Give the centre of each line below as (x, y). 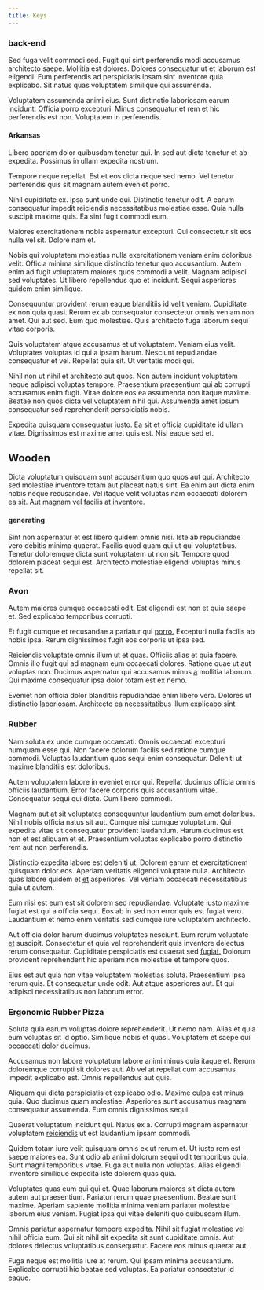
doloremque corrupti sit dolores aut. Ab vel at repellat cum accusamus (122, 1069)
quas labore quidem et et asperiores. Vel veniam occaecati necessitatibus (128, 879)
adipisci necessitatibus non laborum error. (76, 991)
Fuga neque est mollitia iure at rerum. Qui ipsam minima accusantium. (121, 1261)
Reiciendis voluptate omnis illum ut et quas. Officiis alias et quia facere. (123, 655)
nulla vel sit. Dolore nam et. (52, 240)
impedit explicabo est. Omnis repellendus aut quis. (90, 1078)
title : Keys (27, 15)
